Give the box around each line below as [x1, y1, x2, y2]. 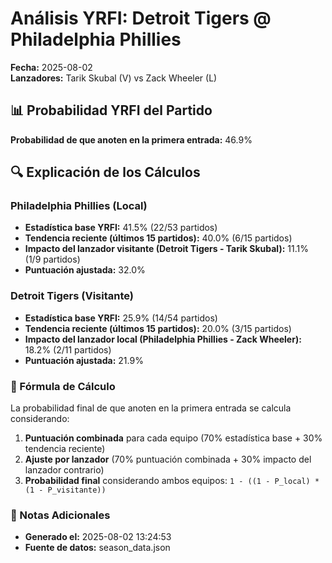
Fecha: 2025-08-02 [10, 61, 93, 73]
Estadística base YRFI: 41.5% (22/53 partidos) [24, 222, 218, 234]
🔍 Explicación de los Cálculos [10, 164, 201, 181]
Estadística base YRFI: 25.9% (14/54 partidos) [24, 312, 218, 324]
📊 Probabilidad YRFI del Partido [10, 102, 213, 119]
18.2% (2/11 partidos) [24, 343, 112, 356]
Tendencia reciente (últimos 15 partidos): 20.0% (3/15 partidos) [24, 322, 292, 334]
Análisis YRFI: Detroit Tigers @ [10, 7, 272, 30]
